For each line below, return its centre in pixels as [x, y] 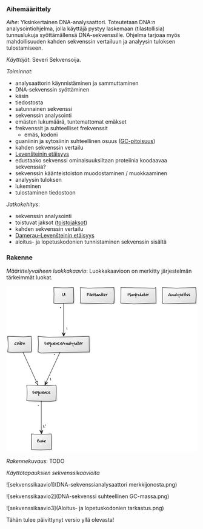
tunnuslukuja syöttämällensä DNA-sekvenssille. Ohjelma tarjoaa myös [93, 35]
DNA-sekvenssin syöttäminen [52, 90]
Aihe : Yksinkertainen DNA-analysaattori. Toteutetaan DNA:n [81, 22]
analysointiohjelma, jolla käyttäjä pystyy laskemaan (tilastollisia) [85, 28]
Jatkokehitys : [23, 204]
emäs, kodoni [41, 135]
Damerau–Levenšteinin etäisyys [55, 236]
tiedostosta [29, 102]
